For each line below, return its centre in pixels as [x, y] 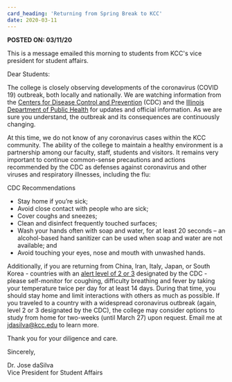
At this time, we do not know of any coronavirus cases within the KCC [107, 137]
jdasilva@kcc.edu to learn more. [53, 325]
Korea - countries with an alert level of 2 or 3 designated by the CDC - [107, 273]
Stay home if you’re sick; [53, 201]
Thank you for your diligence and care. [62, 338]
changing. [21, 124]
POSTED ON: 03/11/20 [40, 39]
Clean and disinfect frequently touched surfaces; [87, 223]
